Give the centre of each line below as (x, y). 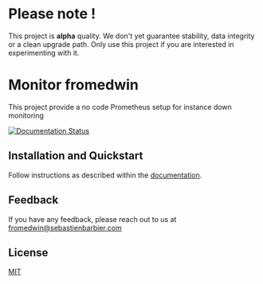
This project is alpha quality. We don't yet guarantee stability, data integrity (131, 36)
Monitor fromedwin (74, 85)
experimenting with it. (44, 53)
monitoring (26, 115)
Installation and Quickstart (76, 156)
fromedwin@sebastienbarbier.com (65, 228)
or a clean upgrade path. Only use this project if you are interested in (121, 44)
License (28, 253)
